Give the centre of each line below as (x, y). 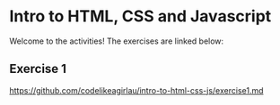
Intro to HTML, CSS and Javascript (140, 16)
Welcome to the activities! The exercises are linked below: (117, 41)
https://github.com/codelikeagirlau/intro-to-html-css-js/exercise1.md (136, 90)
